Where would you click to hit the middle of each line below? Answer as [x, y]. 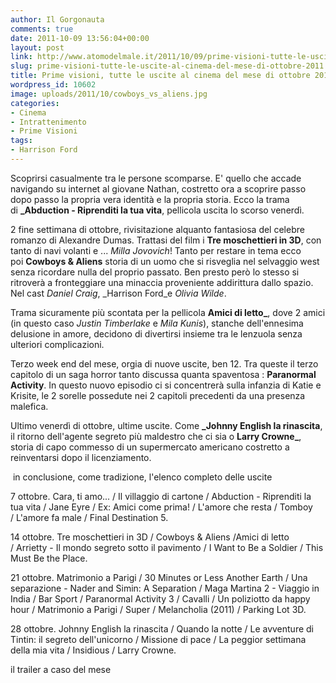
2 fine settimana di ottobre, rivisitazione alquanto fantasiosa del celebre [157, 229]
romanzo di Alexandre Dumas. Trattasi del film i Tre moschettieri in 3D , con [166, 240]
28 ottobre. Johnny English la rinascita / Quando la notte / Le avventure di [162, 628]
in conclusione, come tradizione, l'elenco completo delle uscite [142, 477]
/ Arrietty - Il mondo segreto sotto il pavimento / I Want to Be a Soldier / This [167, 547]
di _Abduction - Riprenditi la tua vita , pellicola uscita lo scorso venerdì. [157, 210]
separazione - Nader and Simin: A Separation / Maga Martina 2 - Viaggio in [165, 588]
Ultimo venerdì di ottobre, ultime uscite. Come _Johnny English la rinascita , [166, 425]
